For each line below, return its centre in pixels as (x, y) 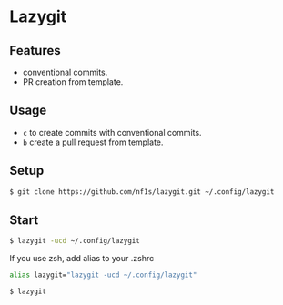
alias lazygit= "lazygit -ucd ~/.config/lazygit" (103, 275)
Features (35, 51)
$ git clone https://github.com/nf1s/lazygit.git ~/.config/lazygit (142, 192)
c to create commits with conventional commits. (112, 132)
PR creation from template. (73, 82)
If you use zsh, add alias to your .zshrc (82, 259)
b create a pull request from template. (93, 142)
